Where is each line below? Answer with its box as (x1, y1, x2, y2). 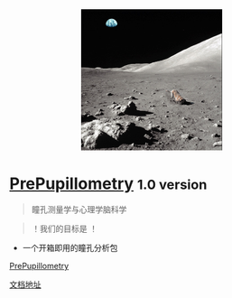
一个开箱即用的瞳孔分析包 (22, 243, 118, 254)
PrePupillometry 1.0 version (9, 173, 208, 193)
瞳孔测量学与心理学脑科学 (31, 204, 127, 215)
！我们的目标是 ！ (31, 223, 97, 234)
